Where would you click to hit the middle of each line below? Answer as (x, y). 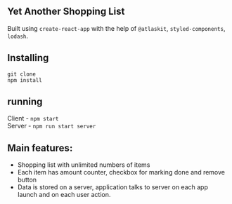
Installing (28, 58)
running (25, 102)
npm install (25, 80)
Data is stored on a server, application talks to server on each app (113, 187)
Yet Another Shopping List (66, 12)
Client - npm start (33, 118)
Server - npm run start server (52, 126)
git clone (22, 74)
